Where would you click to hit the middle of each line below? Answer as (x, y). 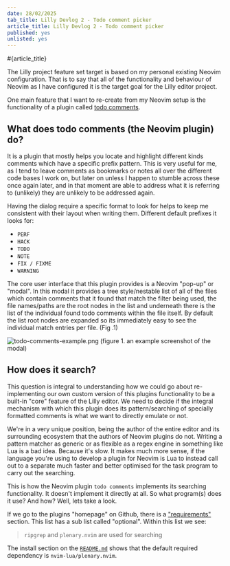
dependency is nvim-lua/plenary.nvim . (62, 555)
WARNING (28, 271)
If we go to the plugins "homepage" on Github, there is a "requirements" (109, 514)
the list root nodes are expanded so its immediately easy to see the (102, 320)
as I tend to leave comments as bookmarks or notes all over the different (110, 171)
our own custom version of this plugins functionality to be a (131, 393)
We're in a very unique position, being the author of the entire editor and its (113, 429)
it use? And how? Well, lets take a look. (62, 501)
